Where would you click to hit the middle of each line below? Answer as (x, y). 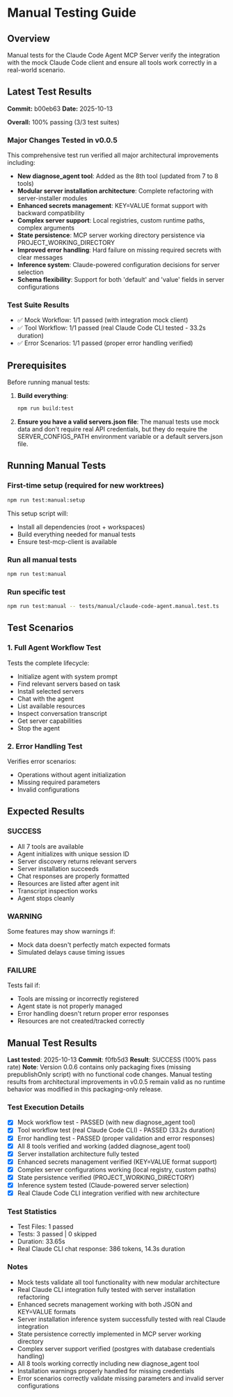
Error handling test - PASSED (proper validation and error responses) (116, 1138)
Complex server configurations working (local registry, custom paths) (117, 1170)
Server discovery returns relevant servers (77, 861)
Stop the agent (39, 728)
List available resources (51, 706)
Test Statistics (32, 1211)
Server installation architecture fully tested (78, 1153)
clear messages (40, 257)
